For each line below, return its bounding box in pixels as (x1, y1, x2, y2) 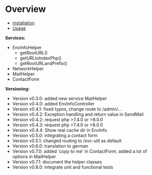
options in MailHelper (12, 153, 56, 160)
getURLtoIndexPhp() (19, 55, 62, 61)
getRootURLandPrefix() (19, 60, 68, 66)
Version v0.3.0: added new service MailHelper (12, 95, 107, 101)
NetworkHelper (12, 66, 44, 72)
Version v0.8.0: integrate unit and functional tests (12, 164, 113, 170)
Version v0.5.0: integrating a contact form (12, 132, 98, 138)
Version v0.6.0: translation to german (12, 143, 88, 149)
